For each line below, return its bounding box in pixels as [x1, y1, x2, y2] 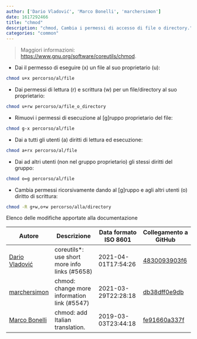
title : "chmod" [6, 19, 43, 25]
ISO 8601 [104, 236, 132, 244]
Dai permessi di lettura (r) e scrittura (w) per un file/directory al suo [14, 86, 177, 93]
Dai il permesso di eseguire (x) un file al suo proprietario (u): [14, 64, 160, 71]
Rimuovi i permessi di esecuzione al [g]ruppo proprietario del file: [14, 114, 173, 121]
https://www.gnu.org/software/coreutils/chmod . [20, 53, 137, 60]
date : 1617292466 [6, 14, 49, 20]
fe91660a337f [142, 316, 185, 324]
